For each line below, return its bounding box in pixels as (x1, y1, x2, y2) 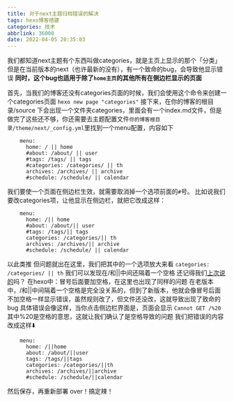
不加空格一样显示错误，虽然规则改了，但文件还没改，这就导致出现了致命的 (7, 295, 221, 303)
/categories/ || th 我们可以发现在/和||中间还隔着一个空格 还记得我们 (7, 268, 208, 277)
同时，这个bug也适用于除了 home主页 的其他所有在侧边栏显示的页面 (15, 74, 202, 82)
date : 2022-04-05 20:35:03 (7, 36, 86, 43)
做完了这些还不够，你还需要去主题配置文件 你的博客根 (7, 115, 155, 123)
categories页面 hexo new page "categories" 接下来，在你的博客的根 (13, 97, 208, 106)
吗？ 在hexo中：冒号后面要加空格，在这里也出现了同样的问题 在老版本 (13, 278, 214, 286)
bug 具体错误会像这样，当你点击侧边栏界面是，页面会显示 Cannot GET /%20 (7, 303, 221, 312)
